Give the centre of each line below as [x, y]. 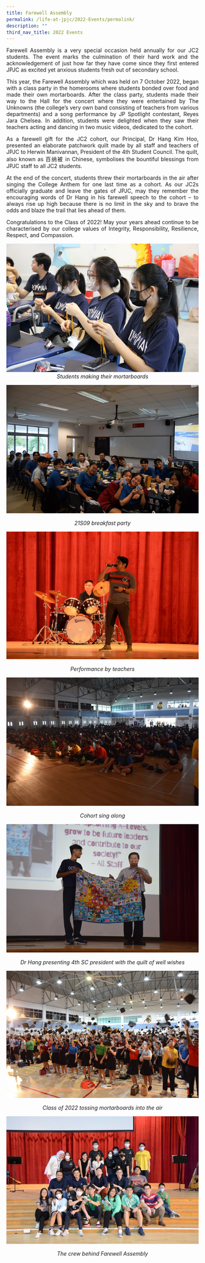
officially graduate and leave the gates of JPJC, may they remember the [103, 191]
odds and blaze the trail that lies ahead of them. [66, 210]
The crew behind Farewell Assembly [103, 1253]
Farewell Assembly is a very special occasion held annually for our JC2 [103, 50]
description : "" [27, 26]
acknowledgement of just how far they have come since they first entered [103, 64]
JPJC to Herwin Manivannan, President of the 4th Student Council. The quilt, [103, 152]
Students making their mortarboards [103, 376]
